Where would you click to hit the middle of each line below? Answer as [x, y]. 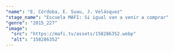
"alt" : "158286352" [36, 39]
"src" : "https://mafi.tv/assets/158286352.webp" [74, 34]
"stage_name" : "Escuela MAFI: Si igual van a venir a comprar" [87, 17]
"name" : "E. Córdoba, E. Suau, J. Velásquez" [64, 12]
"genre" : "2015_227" [32, 23]
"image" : [17, 28]
